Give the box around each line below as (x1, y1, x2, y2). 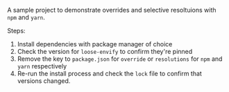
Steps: (7, 27, 26, 35)
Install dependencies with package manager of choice (17, 40, 173, 48)
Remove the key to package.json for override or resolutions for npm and (17, 55, 223, 63)
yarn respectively (17, 62, 67, 70)
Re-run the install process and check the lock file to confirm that (17, 69, 203, 77)
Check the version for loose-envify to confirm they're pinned (17, 48, 193, 55)
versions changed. (17, 77, 71, 85)
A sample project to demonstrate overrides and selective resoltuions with (7, 6, 217, 14)
